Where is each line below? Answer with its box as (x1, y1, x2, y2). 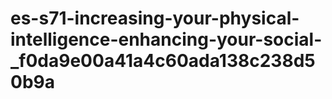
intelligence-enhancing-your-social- (10, 28, 323, 51)
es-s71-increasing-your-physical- (10, 7, 300, 30)
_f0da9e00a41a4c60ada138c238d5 (10, 50, 316, 72)
